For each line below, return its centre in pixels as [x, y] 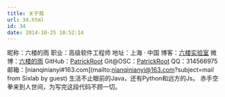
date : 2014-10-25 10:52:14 [45, 32]
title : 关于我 [26, 13]
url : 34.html [26, 20]
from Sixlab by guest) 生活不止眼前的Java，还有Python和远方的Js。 [103, 79]
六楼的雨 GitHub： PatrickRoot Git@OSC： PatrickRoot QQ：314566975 [119, 61]
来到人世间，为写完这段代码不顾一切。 [67, 87]
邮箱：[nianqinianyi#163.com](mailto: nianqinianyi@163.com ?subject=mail [110, 70]
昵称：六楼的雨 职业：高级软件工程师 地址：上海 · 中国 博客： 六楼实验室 [108, 53]
